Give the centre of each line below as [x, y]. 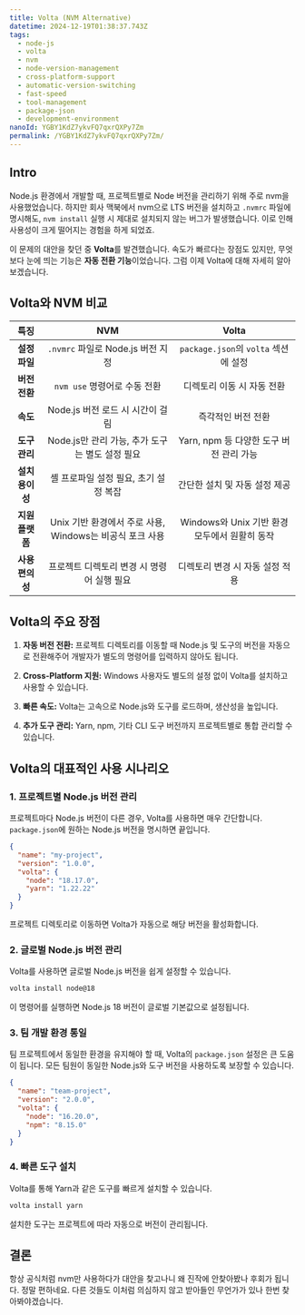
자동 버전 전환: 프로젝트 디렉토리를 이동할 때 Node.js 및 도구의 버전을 [144, 645]
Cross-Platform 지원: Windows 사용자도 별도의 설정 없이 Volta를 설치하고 [155, 676]
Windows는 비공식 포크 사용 [108, 535]
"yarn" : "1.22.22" [60, 889]
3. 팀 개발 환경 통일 [49, 1033]
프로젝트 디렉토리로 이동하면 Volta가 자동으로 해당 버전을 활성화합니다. [134, 924]
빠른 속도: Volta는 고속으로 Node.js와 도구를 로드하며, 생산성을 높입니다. [150, 707]
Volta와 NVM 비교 [59, 304]
